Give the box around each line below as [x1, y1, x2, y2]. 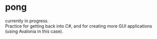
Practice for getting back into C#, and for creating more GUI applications [5, 23, 153, 29]
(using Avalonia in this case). [5, 28, 63, 34]
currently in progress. [5, 18, 49, 24]
